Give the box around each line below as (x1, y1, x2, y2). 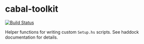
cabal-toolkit (5, 3, 59, 15)
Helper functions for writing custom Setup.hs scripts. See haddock (5, 29, 139, 35)
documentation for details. (5, 34, 58, 40)
